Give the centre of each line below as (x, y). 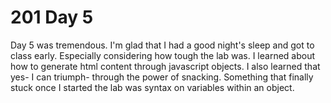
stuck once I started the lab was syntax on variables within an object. (152, 87)
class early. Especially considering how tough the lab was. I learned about (163, 55)
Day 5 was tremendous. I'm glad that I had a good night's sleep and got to (162, 45)
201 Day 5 (52, 17)
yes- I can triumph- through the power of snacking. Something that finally (162, 77)
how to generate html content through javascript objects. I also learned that (165, 66)
